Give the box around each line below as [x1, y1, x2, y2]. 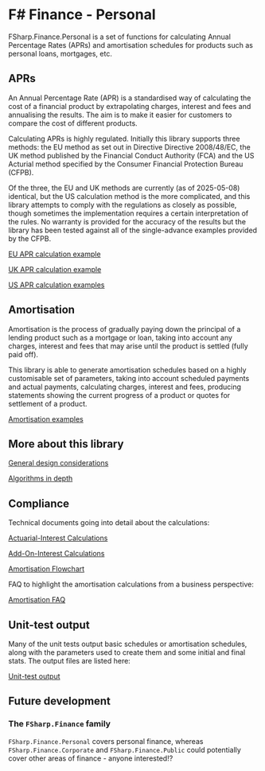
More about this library [8, 437, 124, 450]
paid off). [8, 349, 38, 359]
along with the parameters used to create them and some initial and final [8, 648, 246, 657]
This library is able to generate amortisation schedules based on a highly [8, 364, 247, 375]
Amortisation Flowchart [8, 564, 85, 574]
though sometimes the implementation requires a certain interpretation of [8, 208, 249, 218]
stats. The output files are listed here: [8, 656, 131, 665]
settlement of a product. [8, 399, 88, 408]
